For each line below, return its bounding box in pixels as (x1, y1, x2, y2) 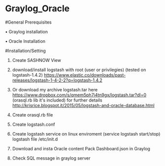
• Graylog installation (5, 28, 48, 34)
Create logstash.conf (12, 121, 55, 127)
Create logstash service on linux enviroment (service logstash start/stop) (12, 131, 161, 137)
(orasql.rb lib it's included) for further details (12, 97, 102, 103)
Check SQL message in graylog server (12, 155, 91, 161)
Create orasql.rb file (12, 111, 53, 118)
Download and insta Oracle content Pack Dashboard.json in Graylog (12, 145, 150, 151)
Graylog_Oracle (5, 3, 70, 14)
